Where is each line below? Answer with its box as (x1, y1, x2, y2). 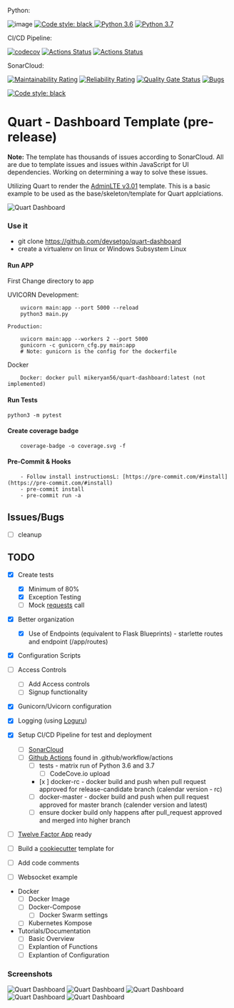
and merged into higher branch (39, 816, 131, 825)
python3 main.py (20, 310, 69, 318)
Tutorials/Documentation (17, 927, 91, 935)
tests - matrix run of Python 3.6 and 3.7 (39, 761, 155, 770)
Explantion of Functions (28, 942, 98, 951)
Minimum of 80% (28, 584, 80, 593)
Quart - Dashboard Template (7, 114, 180, 131)
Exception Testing (28, 592, 81, 601)
